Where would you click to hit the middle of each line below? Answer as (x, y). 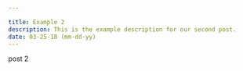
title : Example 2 (36, 22)
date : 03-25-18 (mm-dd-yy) (52, 37)
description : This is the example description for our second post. (122, 29)
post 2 (18, 59)
